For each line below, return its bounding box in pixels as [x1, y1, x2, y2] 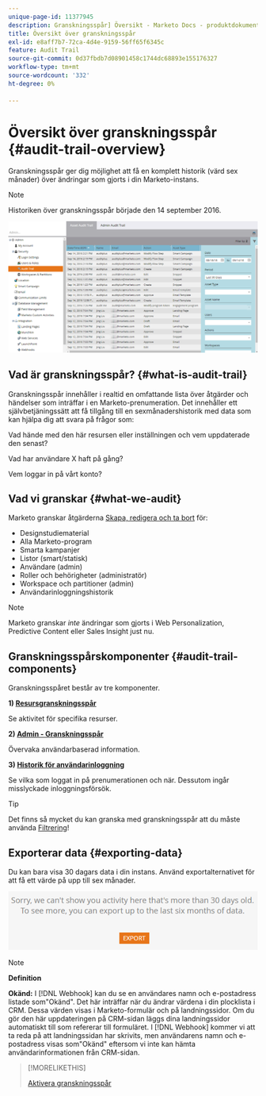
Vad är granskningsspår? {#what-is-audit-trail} [8, 368, 248, 382]
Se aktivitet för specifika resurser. [8, 714, 119, 724]
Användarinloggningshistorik [19, 587, 114, 597]
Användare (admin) [19, 562, 83, 571]
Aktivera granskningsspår [27, 1079, 112, 1088]
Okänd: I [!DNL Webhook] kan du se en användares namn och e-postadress [8, 989, 256, 998]
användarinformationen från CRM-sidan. [8, 1048, 140, 1057]
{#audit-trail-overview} [8, 140, 166, 158]
